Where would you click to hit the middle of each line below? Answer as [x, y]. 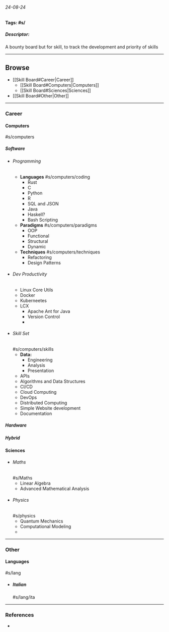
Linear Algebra [35, 483]
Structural [38, 241]
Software [15, 148]
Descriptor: [17, 34]
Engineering [40, 360]
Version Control [44, 317]
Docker [27, 295]
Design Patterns [44, 262]
